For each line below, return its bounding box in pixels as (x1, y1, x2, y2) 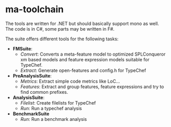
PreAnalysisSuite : (12, 72, 52, 79)
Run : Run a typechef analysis (20, 105, 82, 111)
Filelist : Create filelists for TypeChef (20, 99, 96, 106)
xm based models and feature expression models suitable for (20, 56, 149, 62)
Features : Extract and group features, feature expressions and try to (20, 83, 164, 90)
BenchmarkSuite (12, 111, 50, 117)
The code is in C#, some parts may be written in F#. (5, 26, 115, 32)
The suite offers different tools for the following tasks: (5, 36, 119, 42)
